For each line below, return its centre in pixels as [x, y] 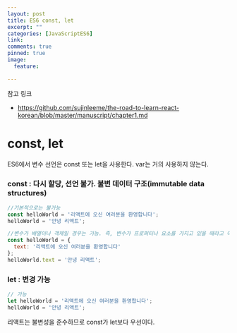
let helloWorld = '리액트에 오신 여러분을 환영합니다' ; [80, 301]
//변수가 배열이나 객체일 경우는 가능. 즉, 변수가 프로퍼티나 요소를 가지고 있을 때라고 [116, 234]
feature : [26, 66]
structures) [27, 193]
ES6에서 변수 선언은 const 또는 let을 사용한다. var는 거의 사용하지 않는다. [108, 164]
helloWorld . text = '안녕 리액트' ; [54, 260]
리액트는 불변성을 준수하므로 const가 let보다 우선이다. [81, 322]
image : [17, 60]
